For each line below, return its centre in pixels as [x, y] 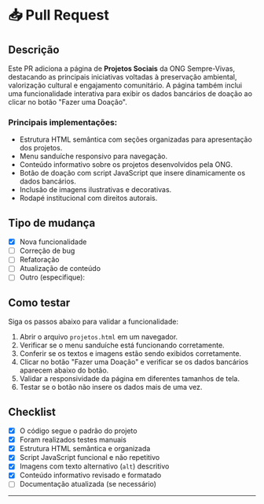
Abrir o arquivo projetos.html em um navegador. [99, 337]
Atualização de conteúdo [60, 269]
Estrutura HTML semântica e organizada [85, 449]
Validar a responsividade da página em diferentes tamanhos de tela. [129, 379]
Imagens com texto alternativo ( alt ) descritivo [94, 466]
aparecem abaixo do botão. [64, 370]
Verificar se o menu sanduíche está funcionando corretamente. [122, 345]
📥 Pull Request [59, 15]
